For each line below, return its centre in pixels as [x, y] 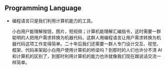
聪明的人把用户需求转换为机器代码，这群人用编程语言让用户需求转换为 [84, 37]
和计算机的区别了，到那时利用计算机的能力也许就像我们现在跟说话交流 [84, 56]
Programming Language [43, 8]
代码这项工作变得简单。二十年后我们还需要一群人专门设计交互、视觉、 [88, 44]
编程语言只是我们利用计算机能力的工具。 [53, 21]
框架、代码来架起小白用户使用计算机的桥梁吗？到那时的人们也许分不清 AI [87, 50]
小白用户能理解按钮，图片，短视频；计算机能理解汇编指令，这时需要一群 [86, 31]
